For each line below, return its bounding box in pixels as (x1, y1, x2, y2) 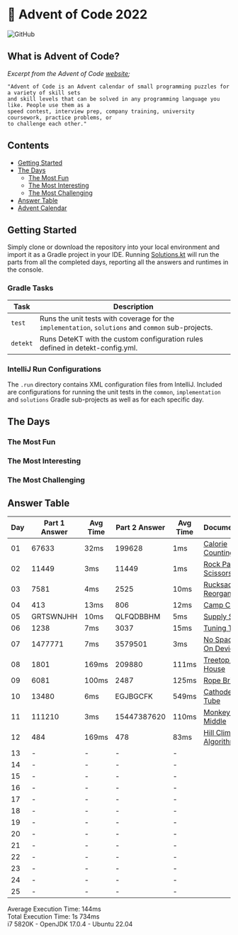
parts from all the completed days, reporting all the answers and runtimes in (7, 258, 229, 267)
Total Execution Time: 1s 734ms (7, 912, 100, 921)
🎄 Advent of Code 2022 (7, 6, 148, 23)
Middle (203, 716, 227, 726)
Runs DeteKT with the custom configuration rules (40, 333, 203, 343)
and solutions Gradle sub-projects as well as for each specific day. (7, 395, 204, 404)
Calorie (203, 538, 228, 548)
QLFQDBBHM (115, 612, 161, 621)
